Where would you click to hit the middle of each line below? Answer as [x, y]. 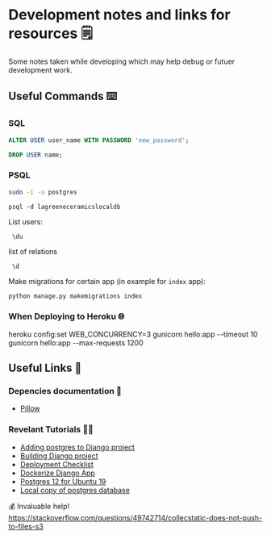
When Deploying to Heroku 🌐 [67, 316]
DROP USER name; [35, 155]
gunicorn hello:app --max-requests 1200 [76, 343]
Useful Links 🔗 [45, 368]
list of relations [33, 251]
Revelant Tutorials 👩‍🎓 [51, 429]
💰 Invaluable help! [39, 506]
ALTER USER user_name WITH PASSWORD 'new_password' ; [99, 140]
